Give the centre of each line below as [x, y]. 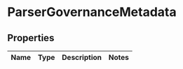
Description [82, 58]
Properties [31, 38]
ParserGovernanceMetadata [92, 12]
